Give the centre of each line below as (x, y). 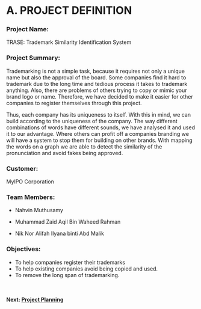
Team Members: (31, 197)
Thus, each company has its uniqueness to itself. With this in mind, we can (99, 114)
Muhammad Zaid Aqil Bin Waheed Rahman (68, 222)
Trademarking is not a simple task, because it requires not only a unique (96, 71)
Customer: (22, 168)
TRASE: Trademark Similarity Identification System (69, 42)
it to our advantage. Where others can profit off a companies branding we (98, 133)
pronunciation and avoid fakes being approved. (65, 153)
